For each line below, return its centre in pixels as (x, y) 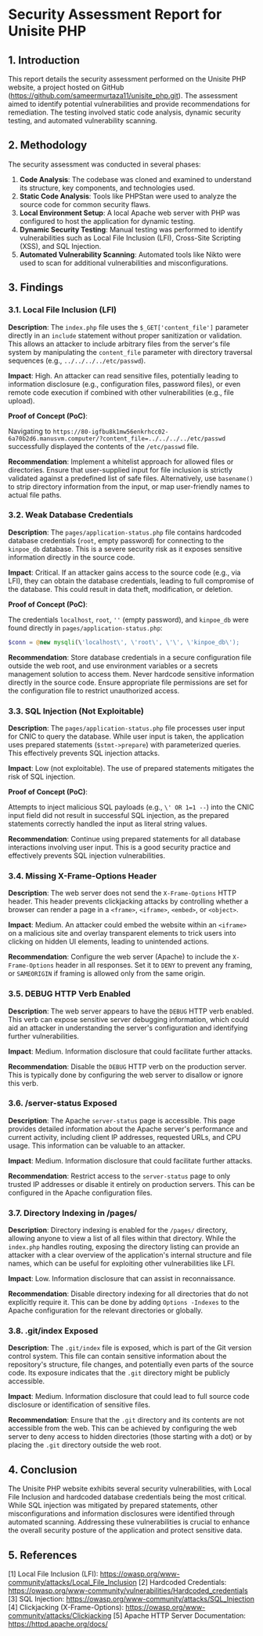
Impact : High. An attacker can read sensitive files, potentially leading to (123, 375)
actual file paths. (35, 495)
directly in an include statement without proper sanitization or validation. (125, 335)
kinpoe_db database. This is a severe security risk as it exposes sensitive (125, 549)
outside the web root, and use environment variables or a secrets (113, 666)
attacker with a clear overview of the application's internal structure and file (130, 1255)
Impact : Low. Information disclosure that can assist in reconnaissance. (122, 1279)
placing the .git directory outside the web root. (85, 1445)
